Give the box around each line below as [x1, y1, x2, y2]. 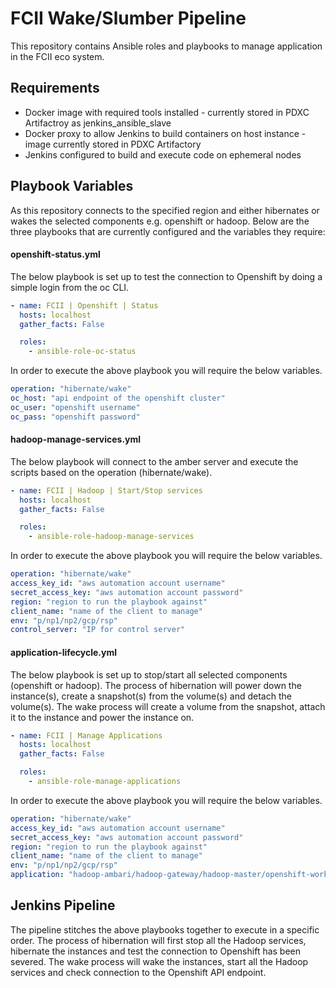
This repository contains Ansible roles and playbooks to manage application [10, 40, 323, 52]
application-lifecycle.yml [10, 646, 118, 658]
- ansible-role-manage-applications [28, 777, 182, 787]
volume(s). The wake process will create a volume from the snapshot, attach [10, 700, 326, 712]
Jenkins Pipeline [10, 897, 116, 914]
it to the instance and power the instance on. [10, 711, 195, 723]
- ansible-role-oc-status [28, 347, 137, 357]
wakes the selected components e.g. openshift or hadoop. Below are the [10, 215, 310, 227]
